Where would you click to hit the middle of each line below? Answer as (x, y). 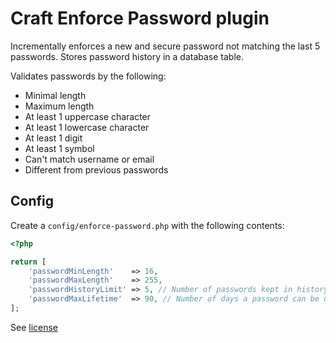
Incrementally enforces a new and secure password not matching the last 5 (165, 46)
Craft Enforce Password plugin (140, 18)
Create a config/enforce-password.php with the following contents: (147, 225)
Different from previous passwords (96, 169)
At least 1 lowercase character (87, 127)
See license (34, 327)
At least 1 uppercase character (88, 116)
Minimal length (55, 95)
